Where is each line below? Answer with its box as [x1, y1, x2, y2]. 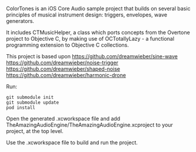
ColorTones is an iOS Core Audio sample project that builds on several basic [6, 5, 191, 12]
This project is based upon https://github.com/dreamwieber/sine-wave [6, 53, 178, 60]
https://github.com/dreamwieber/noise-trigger [6, 59, 119, 66]
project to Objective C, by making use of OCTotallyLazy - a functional [6, 35, 175, 42]
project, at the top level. [6, 128, 64, 134]
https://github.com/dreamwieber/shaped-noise [6, 65, 121, 72]
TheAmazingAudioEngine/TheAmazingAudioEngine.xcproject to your [6, 121, 174, 128]
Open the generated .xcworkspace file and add [6, 115, 121, 122]
